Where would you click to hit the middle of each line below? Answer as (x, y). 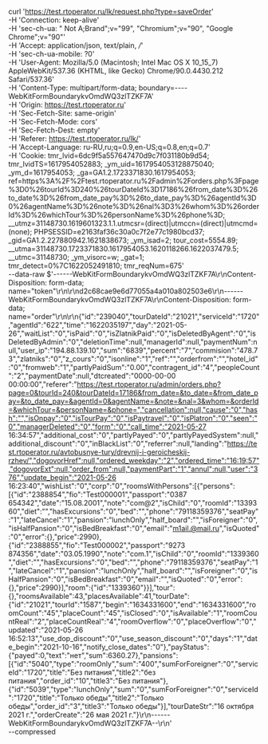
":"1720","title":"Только (46, 698)
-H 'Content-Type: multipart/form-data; (73, 88)
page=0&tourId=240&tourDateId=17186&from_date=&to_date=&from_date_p (134, 393)
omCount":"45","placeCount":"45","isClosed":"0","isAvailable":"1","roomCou (133, 613)
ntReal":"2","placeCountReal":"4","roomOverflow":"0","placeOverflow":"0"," (132, 622)
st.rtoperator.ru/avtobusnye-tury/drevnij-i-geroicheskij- (99, 452)
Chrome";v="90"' (37, 37)
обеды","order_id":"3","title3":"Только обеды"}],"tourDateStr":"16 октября (131, 706)
